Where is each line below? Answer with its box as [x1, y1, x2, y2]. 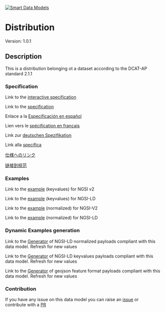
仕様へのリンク [5, 152, 35, 158]
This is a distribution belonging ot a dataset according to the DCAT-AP [5, 65, 147, 71]
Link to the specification [5, 104, 54, 110]
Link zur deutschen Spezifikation [5, 132, 72, 138]
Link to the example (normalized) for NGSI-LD [5, 215, 98, 221]
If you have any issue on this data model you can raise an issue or [5, 296, 139, 302]
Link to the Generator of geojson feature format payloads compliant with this [5, 268, 161, 274]
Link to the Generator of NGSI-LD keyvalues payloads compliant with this [5, 253, 154, 259]
